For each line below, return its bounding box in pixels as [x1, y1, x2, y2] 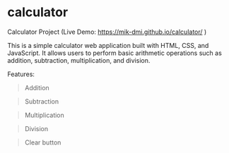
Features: [7, 70, 35, 78]
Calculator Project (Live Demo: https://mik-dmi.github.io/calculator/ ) [7, 27, 207, 36]
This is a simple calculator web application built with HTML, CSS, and [7, 41, 209, 49]
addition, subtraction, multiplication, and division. [7, 56, 151, 64]
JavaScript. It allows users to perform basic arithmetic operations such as [7, 49, 223, 57]
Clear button [24, 138, 61, 147]
